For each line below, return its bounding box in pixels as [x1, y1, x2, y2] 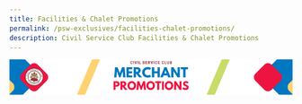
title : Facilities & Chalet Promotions [9, 14, 159, 23]
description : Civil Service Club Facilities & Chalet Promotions [9, 33, 259, 42]
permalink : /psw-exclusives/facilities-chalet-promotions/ [9, 23, 235, 33]
